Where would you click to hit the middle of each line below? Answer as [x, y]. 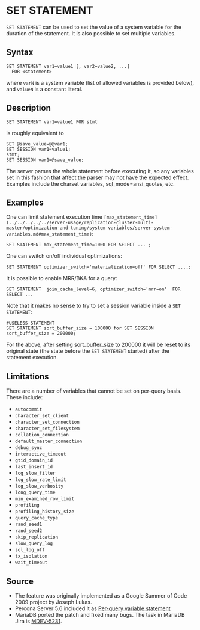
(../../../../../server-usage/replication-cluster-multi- [80, 223]
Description [28, 108]
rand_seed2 [28, 531]
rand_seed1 [28, 524]
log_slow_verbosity [39, 486]
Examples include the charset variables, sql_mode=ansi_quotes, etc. [90, 183]
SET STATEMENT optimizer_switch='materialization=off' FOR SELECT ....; [99, 267]
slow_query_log [34, 544]
